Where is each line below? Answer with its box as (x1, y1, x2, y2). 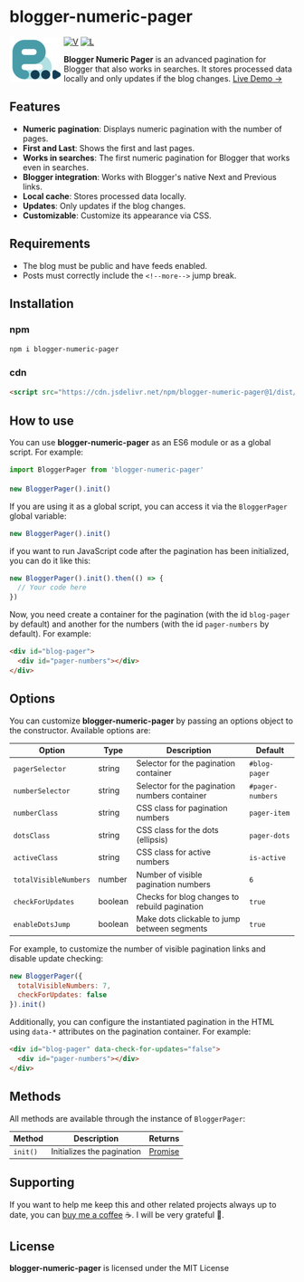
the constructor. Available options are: (9, 724, 151, 735)
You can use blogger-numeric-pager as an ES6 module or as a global (9, 437, 271, 448)
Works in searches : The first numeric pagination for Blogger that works (22, 152, 290, 163)
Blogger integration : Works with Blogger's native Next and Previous (22, 171, 278, 182)
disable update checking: (9, 952, 104, 963)
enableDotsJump (13, 920, 71, 929)
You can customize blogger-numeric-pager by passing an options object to (9, 715, 294, 726)
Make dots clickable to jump (136, 914, 241, 924)
